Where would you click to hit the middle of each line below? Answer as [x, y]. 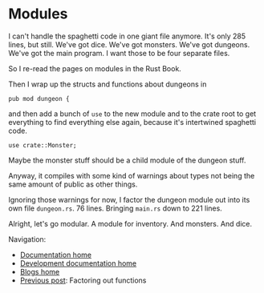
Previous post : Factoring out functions [83, 280]
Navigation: [27, 239]
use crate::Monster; [43, 145]
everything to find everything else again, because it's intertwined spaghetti [132, 122]
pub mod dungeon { [39, 98]
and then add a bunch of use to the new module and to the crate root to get [132, 114]
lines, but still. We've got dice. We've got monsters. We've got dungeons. [129, 44]
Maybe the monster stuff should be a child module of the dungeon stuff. [127, 160]
